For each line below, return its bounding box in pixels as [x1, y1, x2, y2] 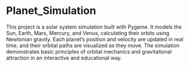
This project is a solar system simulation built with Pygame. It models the [6, 23, 182, 30]
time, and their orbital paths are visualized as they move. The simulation [6, 42, 180, 49]
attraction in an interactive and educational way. [6, 54, 122, 61]
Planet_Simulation [6, 4, 96, 17]
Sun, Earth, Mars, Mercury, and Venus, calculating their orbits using [6, 29, 170, 36]
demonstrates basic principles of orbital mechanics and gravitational [6, 48, 172, 55]
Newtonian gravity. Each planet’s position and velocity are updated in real [6, 36, 184, 43]
